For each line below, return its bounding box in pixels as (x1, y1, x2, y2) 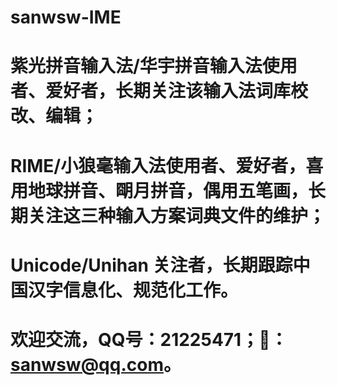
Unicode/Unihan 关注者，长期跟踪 (10, 254, 293, 276)
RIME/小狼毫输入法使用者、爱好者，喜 (10, 154, 324, 177)
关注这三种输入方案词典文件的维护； (28, 204, 327, 227)
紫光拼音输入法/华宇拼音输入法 (10, 55, 263, 78)
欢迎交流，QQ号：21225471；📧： (10, 328, 288, 351)
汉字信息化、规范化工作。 (28, 279, 239, 301)
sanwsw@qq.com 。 (10, 353, 182, 376)
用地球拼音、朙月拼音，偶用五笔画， (10, 179, 309, 202)
